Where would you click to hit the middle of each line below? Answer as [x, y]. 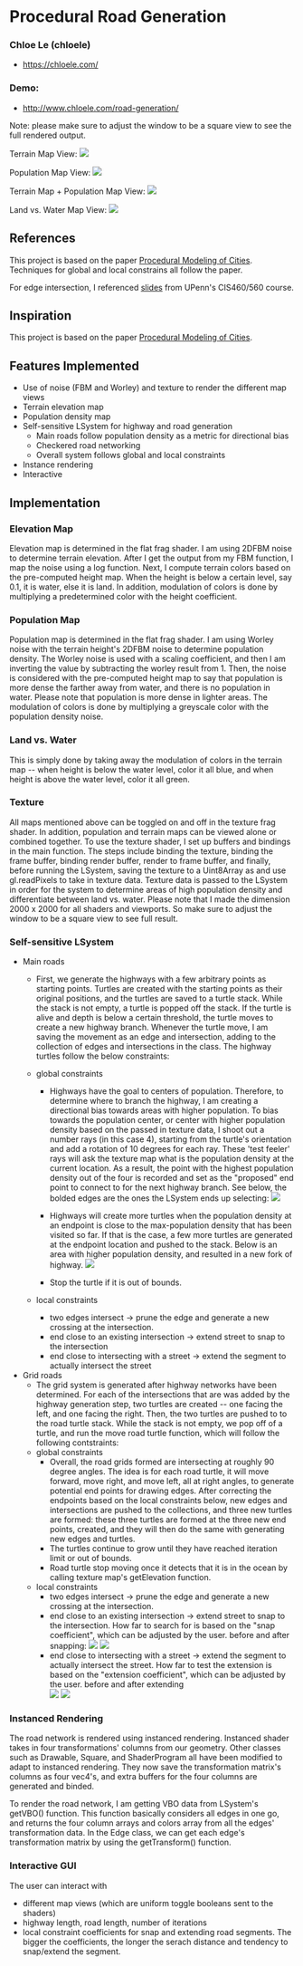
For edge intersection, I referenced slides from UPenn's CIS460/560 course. [151, 287]
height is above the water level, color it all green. [99, 779]
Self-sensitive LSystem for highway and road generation [128, 427]
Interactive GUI [43, 1865]
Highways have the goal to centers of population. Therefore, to [166, 1091]
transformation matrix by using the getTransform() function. [121, 1842]
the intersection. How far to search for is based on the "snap [162, 1626]
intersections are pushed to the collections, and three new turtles [170, 1510]
